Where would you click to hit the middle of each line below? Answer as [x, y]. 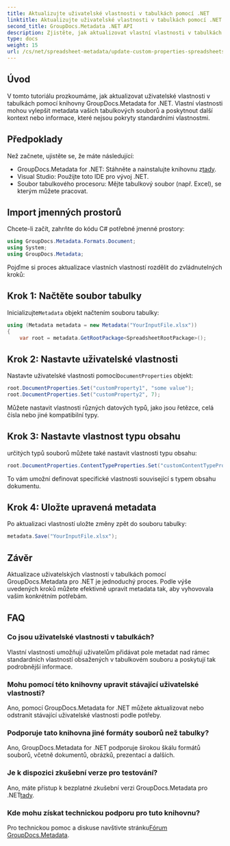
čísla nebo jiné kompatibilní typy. [53, 414]
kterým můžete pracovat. [52, 191]
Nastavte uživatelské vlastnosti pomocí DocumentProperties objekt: [100, 376]
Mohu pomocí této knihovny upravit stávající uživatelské [103, 684]
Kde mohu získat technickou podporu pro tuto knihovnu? [104, 812]
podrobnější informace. [40, 667]
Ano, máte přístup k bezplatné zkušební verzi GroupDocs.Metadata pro [107, 788]
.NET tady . [21, 795]
